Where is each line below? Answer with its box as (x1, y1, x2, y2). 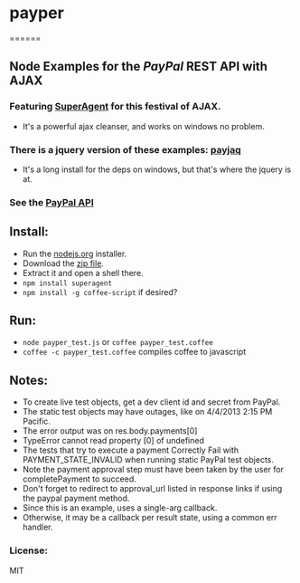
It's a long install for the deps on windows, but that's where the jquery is (22, 164, 292, 175)
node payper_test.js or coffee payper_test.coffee (22, 337, 214, 348)
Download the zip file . (22, 257, 104, 269)
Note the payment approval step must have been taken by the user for (22, 464, 285, 475)
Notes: (9, 372, 48, 387)
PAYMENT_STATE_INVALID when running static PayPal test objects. (22, 454, 274, 465)
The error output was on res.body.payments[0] (22, 425, 198, 436)
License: (9, 544, 48, 557)
